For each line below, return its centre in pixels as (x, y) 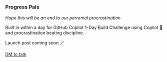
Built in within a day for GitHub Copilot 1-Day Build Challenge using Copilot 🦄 (84, 27)
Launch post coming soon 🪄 (35, 43)
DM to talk (16, 54)
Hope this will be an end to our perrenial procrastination (63, 18)
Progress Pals (22, 7)
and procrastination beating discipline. (44, 33)
